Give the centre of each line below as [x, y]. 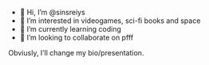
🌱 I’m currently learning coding [71, 29]
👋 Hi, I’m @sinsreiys [52, 12]
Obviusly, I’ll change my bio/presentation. [76, 53]
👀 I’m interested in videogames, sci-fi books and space [110, 21]
